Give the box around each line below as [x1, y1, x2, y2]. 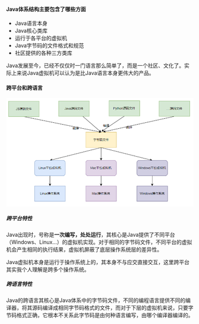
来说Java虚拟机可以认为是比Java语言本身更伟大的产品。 [16, 69, 154, 77]
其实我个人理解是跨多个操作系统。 [6, 266, 90, 273]
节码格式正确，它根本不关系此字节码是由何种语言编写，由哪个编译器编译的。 [6, 312, 194, 319]
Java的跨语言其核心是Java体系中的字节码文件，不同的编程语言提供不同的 [6, 297, 186, 304]
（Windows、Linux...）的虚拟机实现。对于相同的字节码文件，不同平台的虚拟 [6, 238, 192, 246]
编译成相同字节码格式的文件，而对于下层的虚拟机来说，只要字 [42, 304, 194, 311]
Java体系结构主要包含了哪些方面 [6, 5, 86, 12]
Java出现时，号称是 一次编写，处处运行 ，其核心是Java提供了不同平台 [6, 231, 175, 238]
